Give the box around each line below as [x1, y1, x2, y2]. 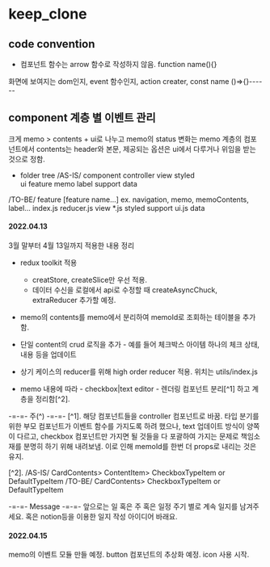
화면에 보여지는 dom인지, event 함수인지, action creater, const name [8, 77, 230, 86]
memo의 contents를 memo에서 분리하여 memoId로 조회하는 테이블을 [19, 313, 241, 322]
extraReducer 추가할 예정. [32, 296, 116, 305]
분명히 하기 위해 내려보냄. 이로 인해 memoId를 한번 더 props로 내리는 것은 [23, 442, 257, 451]
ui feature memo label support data [19, 178, 137, 188]
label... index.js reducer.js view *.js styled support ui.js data [8, 203, 205, 212]
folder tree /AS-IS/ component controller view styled [19, 170, 196, 180]
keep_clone [8, 5, 87, 23]
